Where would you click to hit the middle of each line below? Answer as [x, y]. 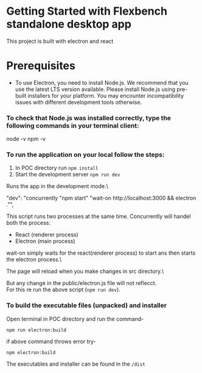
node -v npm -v [26, 139]
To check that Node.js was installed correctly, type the [89, 118]
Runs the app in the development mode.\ [57, 186]
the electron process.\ [34, 259]
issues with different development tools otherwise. [78, 102]
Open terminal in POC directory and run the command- [75, 319]
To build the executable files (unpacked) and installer [87, 305]
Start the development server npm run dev [68, 175]
